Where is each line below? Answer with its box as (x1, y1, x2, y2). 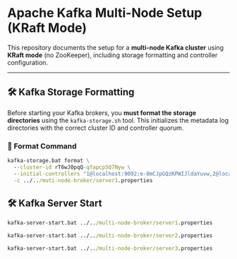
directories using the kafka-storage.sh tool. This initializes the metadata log (7, 116, 229, 124)
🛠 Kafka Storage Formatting (7, 86, 135, 98)
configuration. (7, 58, 48, 66)
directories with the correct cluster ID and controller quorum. (7, 124, 184, 132)
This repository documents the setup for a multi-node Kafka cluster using (7, 43, 224, 52)
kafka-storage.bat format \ (7, 157, 90, 164)
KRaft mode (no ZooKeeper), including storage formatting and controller (7, 51, 218, 59)
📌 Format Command (7, 141, 77, 151)
